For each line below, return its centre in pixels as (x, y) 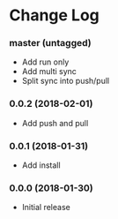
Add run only (45, 62)
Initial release (46, 208)
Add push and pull (55, 123)
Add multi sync (49, 72)
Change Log (54, 15)
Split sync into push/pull (66, 81)
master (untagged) (50, 43)
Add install (41, 165)
